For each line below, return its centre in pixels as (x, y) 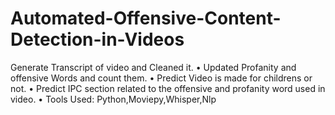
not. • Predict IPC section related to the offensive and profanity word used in (168, 88)
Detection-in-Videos (97, 39)
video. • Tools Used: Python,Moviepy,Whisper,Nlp (113, 99)
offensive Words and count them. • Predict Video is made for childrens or (161, 78)
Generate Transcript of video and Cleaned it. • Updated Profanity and (153, 67)
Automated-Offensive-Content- (146, 18)
